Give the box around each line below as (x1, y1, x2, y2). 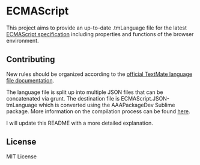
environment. (6, 37, 39, 44)
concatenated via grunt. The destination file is (6, 95, 120, 102)
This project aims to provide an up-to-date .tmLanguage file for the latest (6, 24, 187, 31)
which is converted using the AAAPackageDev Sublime (38, 101, 175, 108)
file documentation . (6, 76, 55, 84)
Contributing (6, 54, 55, 64)
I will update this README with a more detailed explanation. (6, 119, 153, 126)
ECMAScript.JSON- (121, 95, 170, 102)
